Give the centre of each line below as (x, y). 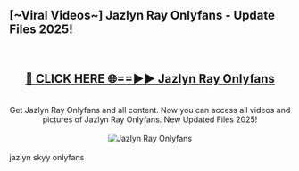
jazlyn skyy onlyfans (47, 157)
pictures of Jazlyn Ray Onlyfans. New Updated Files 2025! (150, 119)
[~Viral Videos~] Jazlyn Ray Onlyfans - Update (142, 16)
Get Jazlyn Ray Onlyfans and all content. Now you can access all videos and (150, 110)
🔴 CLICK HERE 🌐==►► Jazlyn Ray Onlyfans (150, 79)
